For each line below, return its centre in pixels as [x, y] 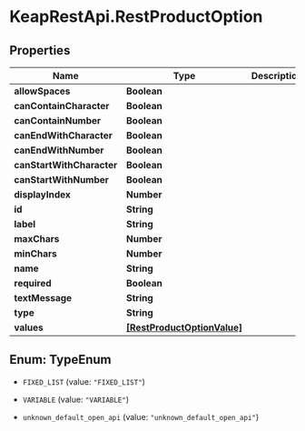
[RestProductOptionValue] [184, 327]
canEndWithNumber [59, 150]
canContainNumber [58, 120]
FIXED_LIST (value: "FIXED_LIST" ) [84, 381]
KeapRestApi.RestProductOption [136, 17]
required [33, 283]
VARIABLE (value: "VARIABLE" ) [76, 399]
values [29, 327]
